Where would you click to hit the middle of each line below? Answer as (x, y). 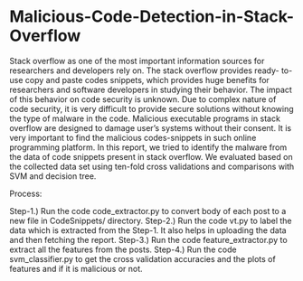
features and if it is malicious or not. (76, 268)
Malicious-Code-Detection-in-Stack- (152, 17)
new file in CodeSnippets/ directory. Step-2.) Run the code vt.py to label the (151, 220)
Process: (26, 193)
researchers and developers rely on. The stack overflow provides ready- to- (151, 70)
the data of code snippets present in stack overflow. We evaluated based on (151, 156)
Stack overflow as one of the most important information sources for (137, 61)
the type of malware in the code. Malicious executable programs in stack (145, 118)
